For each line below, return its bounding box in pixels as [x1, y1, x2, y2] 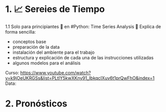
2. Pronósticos [5, 98, 68, 109]
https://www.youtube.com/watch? [20, 69, 91, 75]
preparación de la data [12, 44, 60, 50]
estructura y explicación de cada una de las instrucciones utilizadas [12, 54, 154, 60]
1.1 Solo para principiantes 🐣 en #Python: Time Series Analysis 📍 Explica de [5, 23, 161, 30]
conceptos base [12, 38, 46, 45]
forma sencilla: [5, 29, 36, 35]
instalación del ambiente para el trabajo [12, 49, 95, 55]
